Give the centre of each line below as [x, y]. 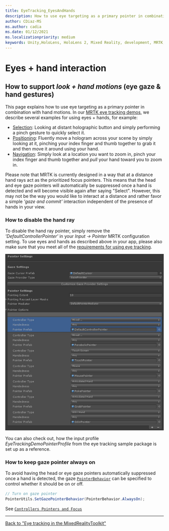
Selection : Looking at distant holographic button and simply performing [86, 127]
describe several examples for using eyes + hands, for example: [72, 117]
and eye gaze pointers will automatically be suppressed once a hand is [78, 185]
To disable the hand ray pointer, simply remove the [58, 231]
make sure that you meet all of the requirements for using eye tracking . [79, 247]
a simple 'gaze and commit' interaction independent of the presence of [79, 201]
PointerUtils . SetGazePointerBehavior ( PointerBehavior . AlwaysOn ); [75, 499]
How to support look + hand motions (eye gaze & [83, 87]
